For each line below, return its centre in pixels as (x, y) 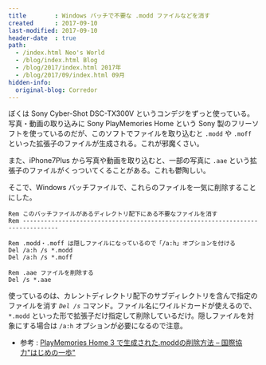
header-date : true (43, 38)
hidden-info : (30, 82)
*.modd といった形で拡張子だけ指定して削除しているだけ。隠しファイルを (128, 315)
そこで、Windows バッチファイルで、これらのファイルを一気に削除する (125, 188)
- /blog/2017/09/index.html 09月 (70, 75)
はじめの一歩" (53, 353)
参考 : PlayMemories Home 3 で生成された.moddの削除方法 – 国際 (127, 343)
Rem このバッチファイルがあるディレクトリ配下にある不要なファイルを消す (113, 214)
